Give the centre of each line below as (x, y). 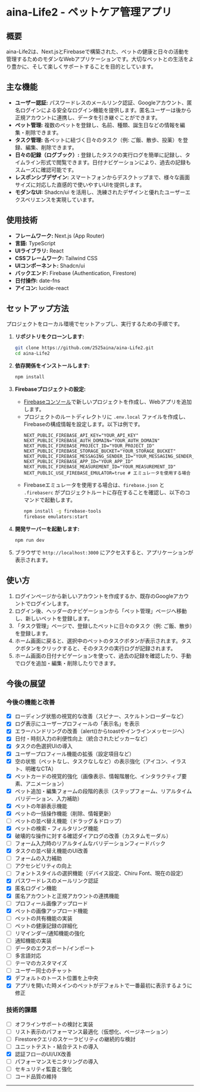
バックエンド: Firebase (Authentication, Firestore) (76, 273)
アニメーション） (46, 783)
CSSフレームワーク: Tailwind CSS (56, 258)
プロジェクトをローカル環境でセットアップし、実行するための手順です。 (95, 324)
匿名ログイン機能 (36, 888)
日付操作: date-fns (37, 280)
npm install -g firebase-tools (62, 511)
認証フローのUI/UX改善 (43, 1054)
